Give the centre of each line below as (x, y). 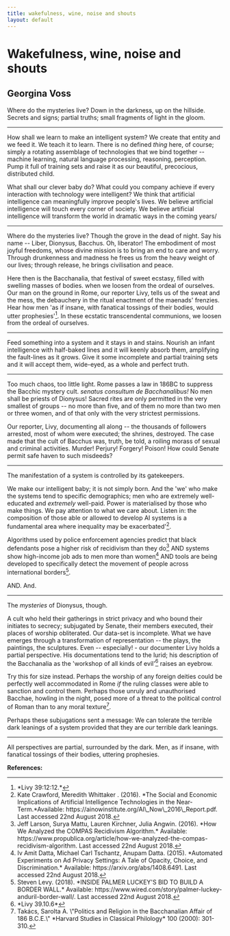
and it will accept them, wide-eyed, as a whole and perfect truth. (98, 365)
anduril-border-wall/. (46, 897)
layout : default (30, 20)
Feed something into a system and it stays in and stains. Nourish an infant (111, 343)
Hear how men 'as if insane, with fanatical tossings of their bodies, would (110, 307)
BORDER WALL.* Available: (55, 889)
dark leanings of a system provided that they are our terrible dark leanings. (113, 728)
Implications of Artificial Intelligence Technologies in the (96, 802)
